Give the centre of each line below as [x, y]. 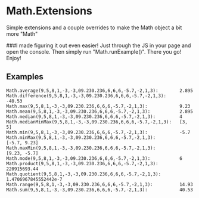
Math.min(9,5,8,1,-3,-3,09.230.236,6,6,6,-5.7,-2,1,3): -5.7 [98, 132]
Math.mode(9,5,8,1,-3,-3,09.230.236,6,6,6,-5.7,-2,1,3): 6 [94, 158]
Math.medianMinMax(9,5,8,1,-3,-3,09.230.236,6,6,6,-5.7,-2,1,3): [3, [97, 122]
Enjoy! [14, 58]
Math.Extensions [49, 11]
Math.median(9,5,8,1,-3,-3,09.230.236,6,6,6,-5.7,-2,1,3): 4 [94, 117]
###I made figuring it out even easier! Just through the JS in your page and [99, 45]
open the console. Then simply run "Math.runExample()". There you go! [94, 51]
